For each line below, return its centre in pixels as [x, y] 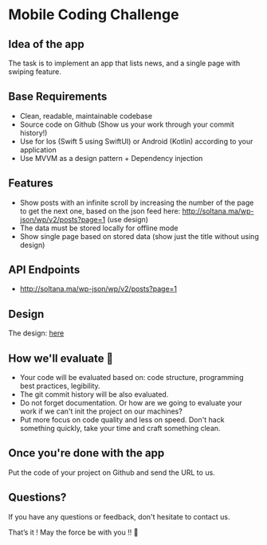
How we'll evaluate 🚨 [61, 358]
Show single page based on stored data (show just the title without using [139, 236]
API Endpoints [44, 270]
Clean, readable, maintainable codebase [86, 116]
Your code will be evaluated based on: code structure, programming [132, 378]
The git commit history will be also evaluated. [94, 394]
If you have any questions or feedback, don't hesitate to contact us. [119, 516]
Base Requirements [58, 97]
